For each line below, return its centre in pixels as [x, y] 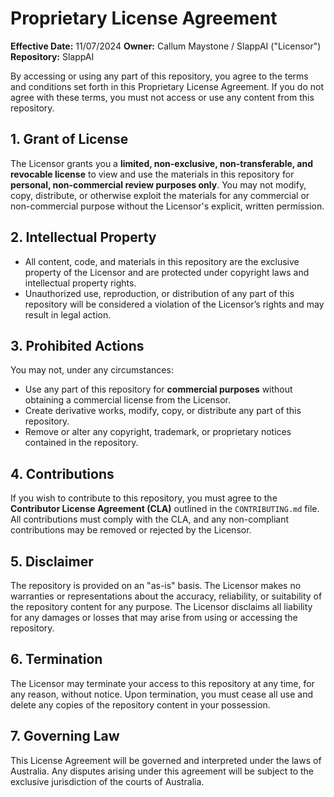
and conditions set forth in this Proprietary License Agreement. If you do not [167, 86]
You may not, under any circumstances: [92, 370]
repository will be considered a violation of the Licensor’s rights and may [174, 304]
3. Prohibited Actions [77, 345]
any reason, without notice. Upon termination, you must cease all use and [162, 694]
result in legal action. [68, 314]
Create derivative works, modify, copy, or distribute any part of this [163, 411]
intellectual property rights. [80, 283]
